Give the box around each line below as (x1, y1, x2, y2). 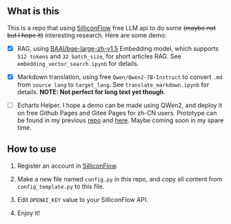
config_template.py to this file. (17, 182, 105, 190)
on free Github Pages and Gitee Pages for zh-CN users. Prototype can (17, 109, 217, 117)
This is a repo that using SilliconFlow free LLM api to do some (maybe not (7, 23, 216, 32)
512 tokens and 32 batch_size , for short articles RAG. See (17, 52, 181, 60)
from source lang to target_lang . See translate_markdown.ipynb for (17, 80, 210, 89)
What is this (7, 5, 60, 17)
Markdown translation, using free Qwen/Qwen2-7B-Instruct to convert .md (17, 72, 223, 81)
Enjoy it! (17, 209, 40, 217)
